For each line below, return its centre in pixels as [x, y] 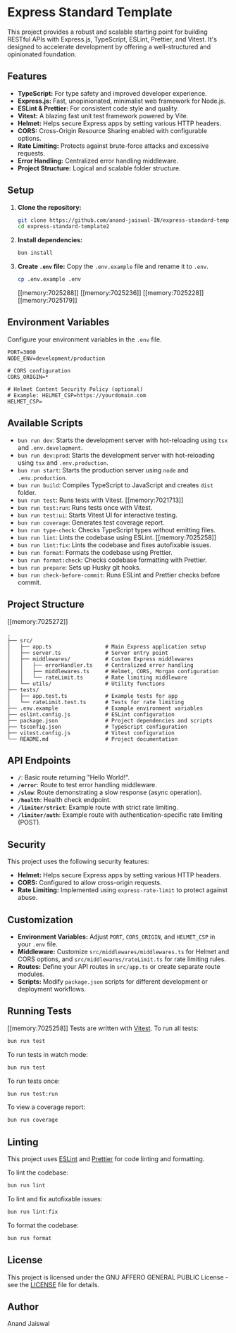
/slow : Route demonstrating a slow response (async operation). [110, 792]
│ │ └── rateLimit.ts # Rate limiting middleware [98, 677]
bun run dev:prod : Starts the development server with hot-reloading [116, 455]
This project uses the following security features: [78, 862]
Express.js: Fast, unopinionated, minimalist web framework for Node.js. [122, 101]
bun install [35, 253]
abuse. [27, 898]
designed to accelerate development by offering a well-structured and [109, 46]
